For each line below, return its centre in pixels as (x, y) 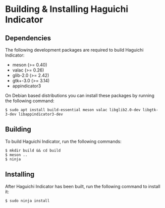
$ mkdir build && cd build (33, 150)
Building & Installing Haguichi (67, 9)
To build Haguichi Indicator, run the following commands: (63, 141)
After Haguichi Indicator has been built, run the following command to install (83, 186)
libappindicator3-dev (41, 114)
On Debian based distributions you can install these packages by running (80, 96)
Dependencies (28, 38)
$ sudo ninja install (27, 201)
